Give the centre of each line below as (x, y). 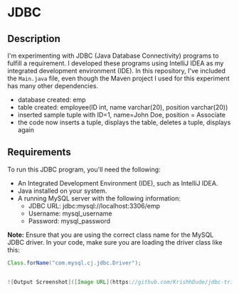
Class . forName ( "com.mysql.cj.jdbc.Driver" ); (74, 263)
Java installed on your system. (62, 191)
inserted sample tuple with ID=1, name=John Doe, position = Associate (122, 115)
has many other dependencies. (53, 86)
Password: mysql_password (69, 220)
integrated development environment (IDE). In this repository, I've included (117, 71)
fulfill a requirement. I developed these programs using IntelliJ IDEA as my (116, 63)
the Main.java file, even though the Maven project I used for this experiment (118, 78)
